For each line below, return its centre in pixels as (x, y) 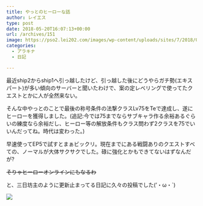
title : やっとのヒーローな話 (38, 12)
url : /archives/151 (31, 35)
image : (14, 40)
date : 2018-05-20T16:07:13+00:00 (48, 29)
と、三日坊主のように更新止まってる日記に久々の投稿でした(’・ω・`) (91, 185)
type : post (20, 23)
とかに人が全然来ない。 (51, 95)
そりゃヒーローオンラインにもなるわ (51, 172)
